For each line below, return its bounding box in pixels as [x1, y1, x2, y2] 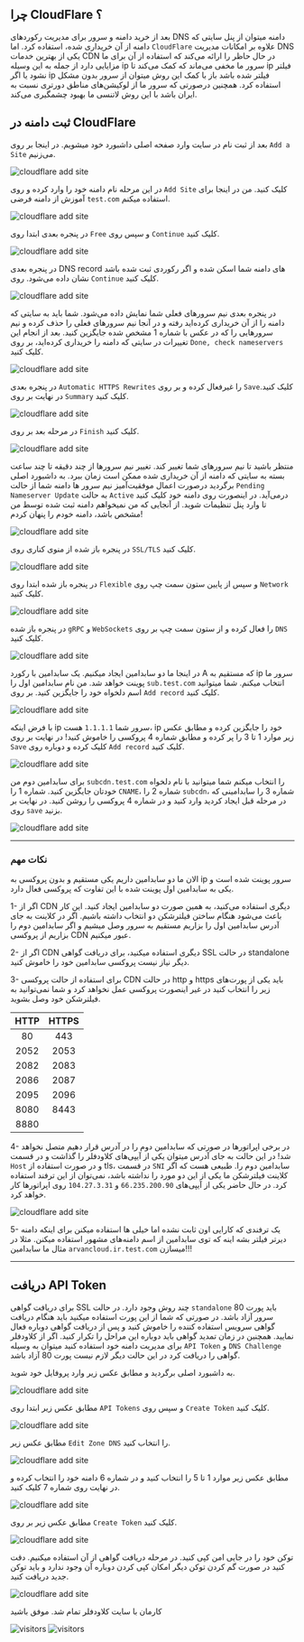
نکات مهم [10, 853, 48, 866]
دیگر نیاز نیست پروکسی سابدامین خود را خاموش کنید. [10, 956, 190, 967]
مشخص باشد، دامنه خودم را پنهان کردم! [10, 508, 143, 519]
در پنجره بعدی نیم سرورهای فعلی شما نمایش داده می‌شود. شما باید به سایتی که [10, 307, 277, 319]
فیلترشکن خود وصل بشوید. [10, 993, 101, 1004]
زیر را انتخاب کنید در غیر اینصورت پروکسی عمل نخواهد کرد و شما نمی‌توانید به [10, 983, 271, 994]
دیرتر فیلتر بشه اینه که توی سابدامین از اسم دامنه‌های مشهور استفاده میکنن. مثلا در [10, 1233, 287, 1244]
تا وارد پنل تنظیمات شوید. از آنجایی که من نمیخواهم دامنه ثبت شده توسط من [10, 498, 267, 509]
